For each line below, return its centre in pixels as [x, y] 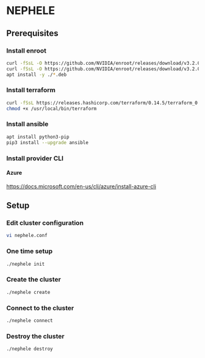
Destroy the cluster [35, 336]
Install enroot [27, 51]
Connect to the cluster [40, 308]
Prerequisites [32, 33]
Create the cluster [34, 280]
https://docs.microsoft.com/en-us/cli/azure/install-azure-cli [81, 186]
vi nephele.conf [27, 236]
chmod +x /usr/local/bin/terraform [52, 108]
